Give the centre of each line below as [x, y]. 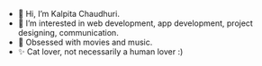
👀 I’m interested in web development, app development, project [136, 23]
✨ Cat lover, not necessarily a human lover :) [100, 52]
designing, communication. [68, 33]
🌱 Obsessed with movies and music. [85, 42]
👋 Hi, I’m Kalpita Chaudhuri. [68, 14]
